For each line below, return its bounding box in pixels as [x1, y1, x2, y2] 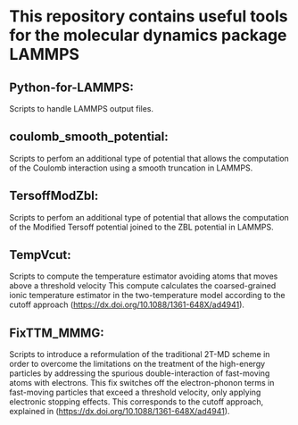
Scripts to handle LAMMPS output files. [9, 104, 154, 113]
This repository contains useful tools [9, 6, 288, 27]
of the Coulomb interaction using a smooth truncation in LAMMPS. [9, 162, 253, 173]
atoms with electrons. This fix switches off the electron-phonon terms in [9, 378, 275, 388]
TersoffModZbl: [9, 188, 99, 204]
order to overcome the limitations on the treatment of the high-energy [9, 359, 266, 370]
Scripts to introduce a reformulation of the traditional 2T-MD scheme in [9, 349, 270, 360]
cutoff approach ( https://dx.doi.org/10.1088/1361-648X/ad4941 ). [9, 299, 245, 310]
